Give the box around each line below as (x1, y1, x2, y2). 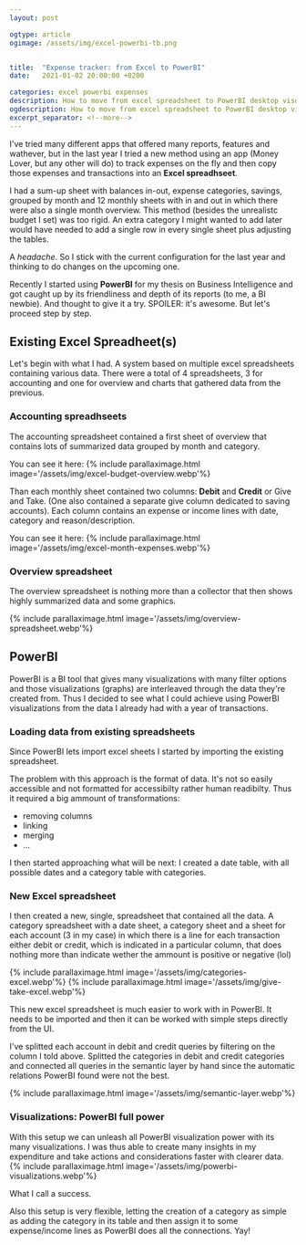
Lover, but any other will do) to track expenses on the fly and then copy (9, 157, 278, 169)
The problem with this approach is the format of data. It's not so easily (9, 773, 273, 785)
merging (22, 830, 55, 841)
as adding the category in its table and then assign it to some (9, 1215, 239, 1226)
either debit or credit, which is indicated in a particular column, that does (9, 939, 282, 950)
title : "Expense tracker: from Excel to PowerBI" (9, 63, 206, 72)
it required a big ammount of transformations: (9, 793, 180, 804)
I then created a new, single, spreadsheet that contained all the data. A (9, 910, 274, 922)
